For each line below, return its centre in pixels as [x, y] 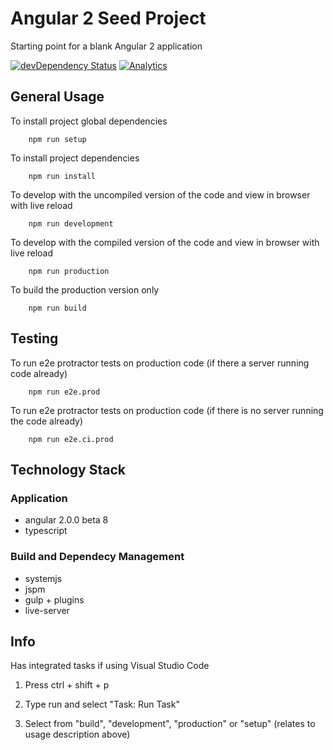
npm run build [57, 308]
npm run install [62, 176]
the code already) [47, 421]
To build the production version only [85, 289]
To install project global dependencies [89, 121]
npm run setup [57, 139]
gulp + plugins [54, 599]
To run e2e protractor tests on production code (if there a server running [160, 363]
